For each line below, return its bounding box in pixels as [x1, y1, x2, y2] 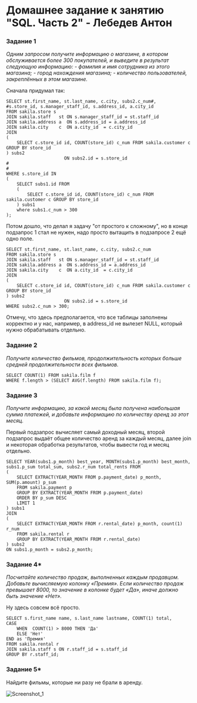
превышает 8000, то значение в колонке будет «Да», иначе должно [6, 586, 178, 594]
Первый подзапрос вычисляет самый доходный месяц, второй [6, 429, 165, 436]
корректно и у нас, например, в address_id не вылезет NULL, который [6, 320, 182, 327]
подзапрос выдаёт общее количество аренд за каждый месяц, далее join [6, 435, 192, 442]
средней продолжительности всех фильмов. [6, 361, 119, 368]
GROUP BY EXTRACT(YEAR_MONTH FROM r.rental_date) [16, 536, 141, 542]
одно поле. [6, 235, 34, 242]
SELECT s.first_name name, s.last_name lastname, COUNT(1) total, [6, 616, 172, 621]
